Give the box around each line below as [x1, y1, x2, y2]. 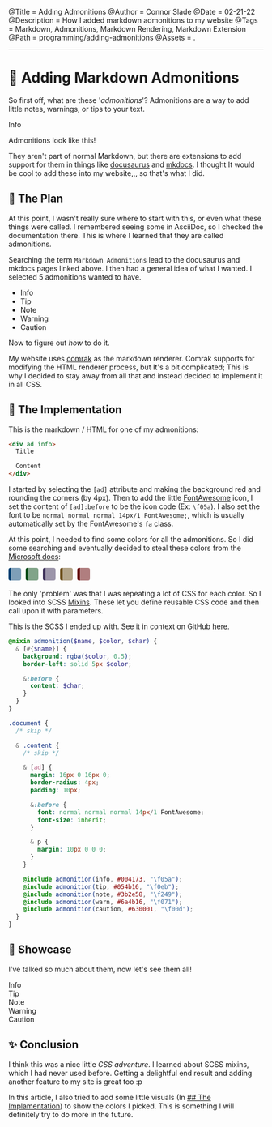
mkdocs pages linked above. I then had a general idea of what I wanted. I [8, 263, 253, 273]
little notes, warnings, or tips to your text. [8, 104, 146, 113]
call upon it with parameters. [8, 606, 104, 616]
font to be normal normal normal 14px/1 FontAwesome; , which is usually [8, 510, 245, 520]
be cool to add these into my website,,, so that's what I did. [8, 168, 205, 177]
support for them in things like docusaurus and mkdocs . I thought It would [8, 160, 255, 169]
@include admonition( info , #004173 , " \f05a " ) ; [23, 875, 183, 883]
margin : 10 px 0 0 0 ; [37, 846, 107, 854]
